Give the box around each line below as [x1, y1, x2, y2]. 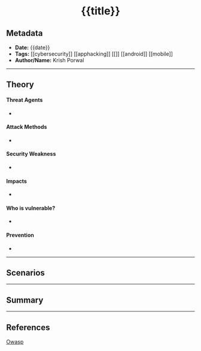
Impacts [6, 177, 27, 184]
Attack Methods [6, 123, 47, 131]
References [6, 322, 50, 332]
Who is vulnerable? [6, 204, 56, 211]
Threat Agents [6, 96, 43, 103]
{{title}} [80, 4, 121, 18]
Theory [6, 80, 35, 90]
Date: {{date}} [14, 44, 50, 51]
